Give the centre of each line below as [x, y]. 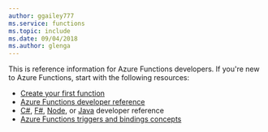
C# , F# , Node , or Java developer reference [92, 111]
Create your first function [63, 93]
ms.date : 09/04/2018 [43, 38]
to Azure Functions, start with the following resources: [99, 78]
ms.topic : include [39, 31]
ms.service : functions [47, 23]
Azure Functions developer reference [82, 102]
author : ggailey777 [41, 16]
